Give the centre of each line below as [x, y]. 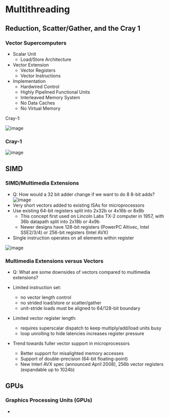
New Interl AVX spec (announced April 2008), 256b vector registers [92, 364]
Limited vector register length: [45, 318]
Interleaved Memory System [50, 97]
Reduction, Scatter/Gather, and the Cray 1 [73, 28]
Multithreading [38, 9]
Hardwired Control [40, 86]
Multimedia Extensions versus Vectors [55, 261]
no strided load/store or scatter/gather [61, 303]
